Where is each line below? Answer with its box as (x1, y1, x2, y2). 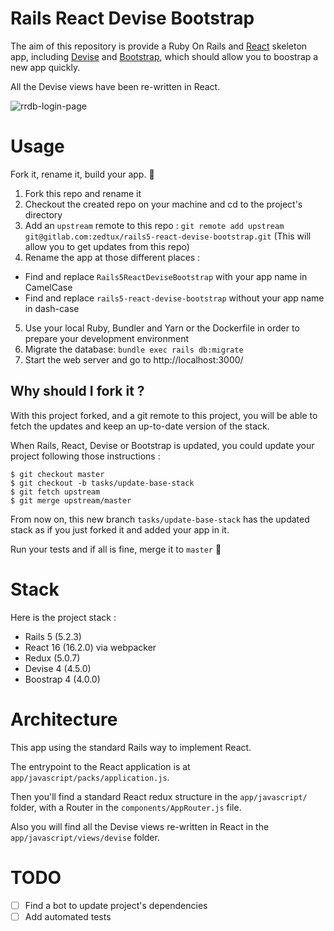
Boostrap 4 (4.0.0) (24, 673, 101, 685)
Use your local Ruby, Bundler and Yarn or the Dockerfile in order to (24, 322, 300, 334)
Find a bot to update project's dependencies (24, 899, 208, 911)
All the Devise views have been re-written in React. (10, 80, 221, 92)
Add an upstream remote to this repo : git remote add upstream (24, 219, 285, 231)
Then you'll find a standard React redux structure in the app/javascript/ (10, 790, 308, 802)
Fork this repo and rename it (24, 187, 142, 199)
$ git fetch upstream (10, 487, 101, 497)
